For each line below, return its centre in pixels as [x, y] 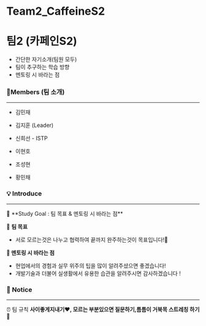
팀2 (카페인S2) [42, 41]
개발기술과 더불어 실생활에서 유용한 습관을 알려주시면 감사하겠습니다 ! [98, 273]
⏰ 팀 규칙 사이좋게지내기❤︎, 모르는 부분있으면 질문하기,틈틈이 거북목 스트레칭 [97, 309]
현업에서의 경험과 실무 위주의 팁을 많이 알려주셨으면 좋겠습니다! [91, 265]
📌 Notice [19, 289]
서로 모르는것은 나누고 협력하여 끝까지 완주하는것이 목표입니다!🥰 [92, 240]
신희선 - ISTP [31, 138]
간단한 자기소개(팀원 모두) [46, 59]
